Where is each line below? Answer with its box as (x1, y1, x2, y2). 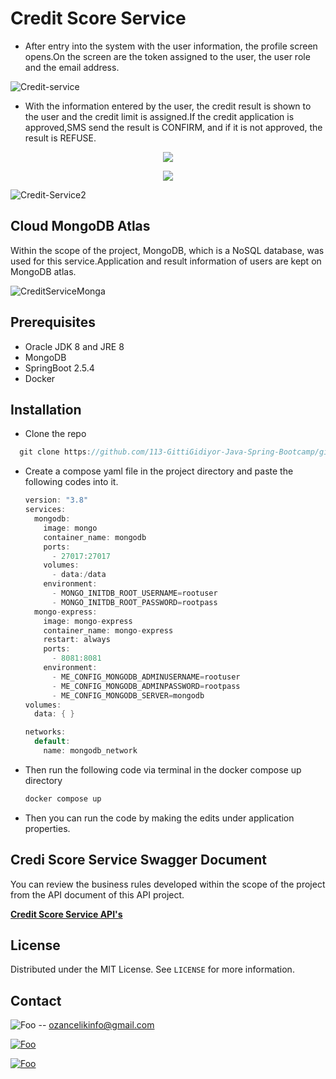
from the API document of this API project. (10, 888, 185, 901)
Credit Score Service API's (10, 908, 123, 920)
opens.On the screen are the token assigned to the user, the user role (24, 50, 311, 62)
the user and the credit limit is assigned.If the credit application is (24, 110, 295, 122)
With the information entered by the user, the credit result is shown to (24, 100, 312, 112)
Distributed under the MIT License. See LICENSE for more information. (10, 963, 295, 976)
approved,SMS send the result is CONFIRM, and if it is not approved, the (24, 121, 323, 133)
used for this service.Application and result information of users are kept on (10, 255, 322, 267)
